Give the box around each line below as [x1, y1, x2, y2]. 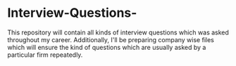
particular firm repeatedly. [7, 51, 83, 59]
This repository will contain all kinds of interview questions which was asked [7, 28, 229, 37]
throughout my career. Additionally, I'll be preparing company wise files [7, 35, 215, 44]
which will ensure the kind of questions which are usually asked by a [7, 43, 206, 51]
